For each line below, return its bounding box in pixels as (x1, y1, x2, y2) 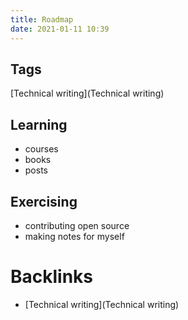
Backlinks (10, 266, 94, 288)
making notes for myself (24, 230, 125, 242)
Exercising (10, 193, 78, 210)
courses (24, 143, 59, 155)
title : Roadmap (10, 14, 74, 25)
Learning (10, 116, 68, 133)
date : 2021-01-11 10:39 (10, 24, 110, 34)
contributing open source (24, 219, 130, 231)
